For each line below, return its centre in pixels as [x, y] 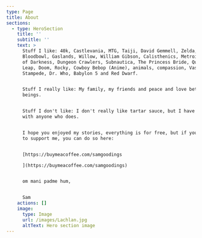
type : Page [20, 12]
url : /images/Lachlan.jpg [54, 220]
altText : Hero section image [59, 225]
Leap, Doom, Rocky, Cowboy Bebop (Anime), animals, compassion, [104, 68]
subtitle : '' [33, 40]
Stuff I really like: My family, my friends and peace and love [104, 90]
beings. [32, 95]
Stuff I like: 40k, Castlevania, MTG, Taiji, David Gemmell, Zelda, [110, 51]
